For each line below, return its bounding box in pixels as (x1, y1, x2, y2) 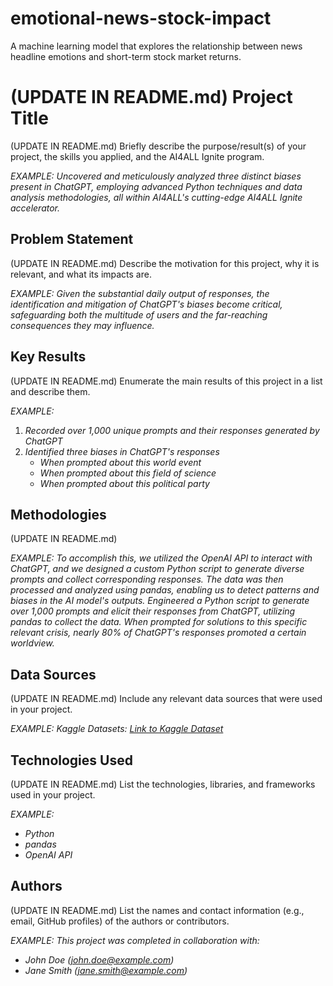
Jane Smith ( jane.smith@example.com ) (24, 964, 188, 976)
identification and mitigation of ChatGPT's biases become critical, (10, 298, 283, 310)
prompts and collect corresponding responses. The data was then (10, 573, 284, 586)
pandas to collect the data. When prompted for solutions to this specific (10, 616, 308, 628)
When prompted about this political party (39, 477, 210, 489)
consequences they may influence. (10, 319, 155, 331)
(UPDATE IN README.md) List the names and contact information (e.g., (10, 904, 305, 916)
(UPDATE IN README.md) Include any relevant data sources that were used (10, 693, 323, 705)
